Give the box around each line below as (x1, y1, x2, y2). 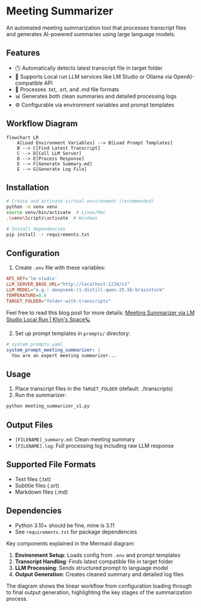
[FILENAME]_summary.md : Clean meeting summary (14, 435, 135, 443)
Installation (6, 182, 49, 192)
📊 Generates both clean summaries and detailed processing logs (14, 92, 177, 100)
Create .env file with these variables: (14, 264, 106, 271)
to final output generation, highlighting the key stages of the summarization (6, 588, 192, 596)
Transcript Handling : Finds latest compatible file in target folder (14, 557, 173, 565)
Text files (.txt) (14, 475, 51, 482)
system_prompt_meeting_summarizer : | (6, 347, 101, 353)
